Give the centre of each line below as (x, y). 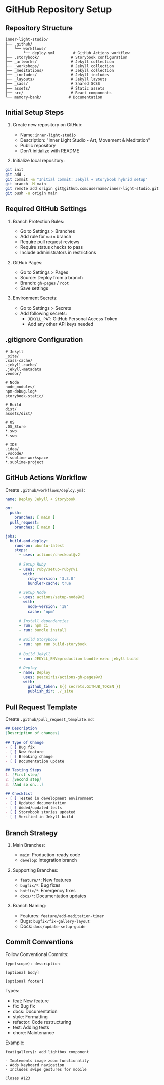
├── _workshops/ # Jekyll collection (60, 66)
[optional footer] (24, 981)
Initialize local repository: (38, 160)
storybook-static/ (24, 396)
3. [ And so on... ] (24, 785)
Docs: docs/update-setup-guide (53, 926)
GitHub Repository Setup (59, 9)
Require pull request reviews (50, 242)
